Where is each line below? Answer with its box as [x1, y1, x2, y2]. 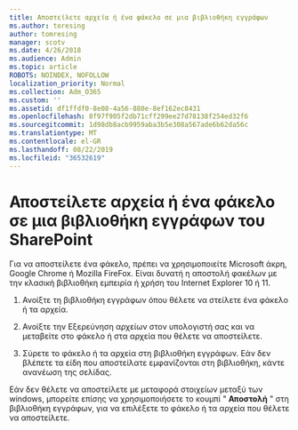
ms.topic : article [9, 63, 77, 72]
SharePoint [9, 229, 93, 250]
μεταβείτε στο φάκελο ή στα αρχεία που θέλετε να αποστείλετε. [21, 330, 263, 342]
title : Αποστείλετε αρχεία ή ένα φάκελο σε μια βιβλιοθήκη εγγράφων [9, 12, 269, 22]
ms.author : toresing [9, 21, 86, 30]
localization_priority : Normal [9, 79, 125, 88]
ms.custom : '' [9, 95, 62, 105]
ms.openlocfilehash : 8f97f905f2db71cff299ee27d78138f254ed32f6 [9, 112, 249, 121]
